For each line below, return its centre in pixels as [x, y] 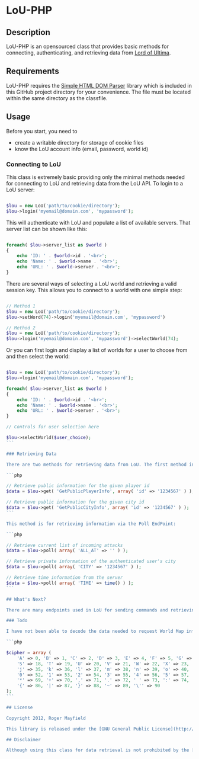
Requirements [33, 71]
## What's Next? [26, 599]
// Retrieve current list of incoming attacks [65, 545]
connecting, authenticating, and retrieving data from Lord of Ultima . [89, 53]
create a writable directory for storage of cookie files [79, 142]
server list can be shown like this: [47, 229]
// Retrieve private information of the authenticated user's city [91, 561]
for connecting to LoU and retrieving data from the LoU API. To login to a [95, 183]
